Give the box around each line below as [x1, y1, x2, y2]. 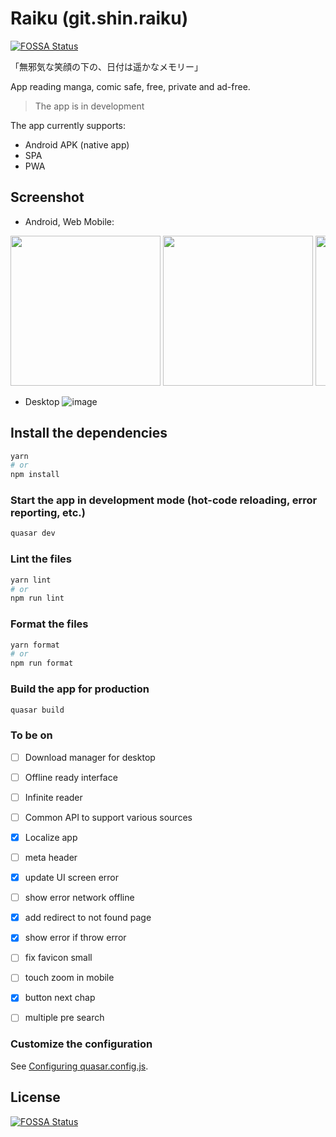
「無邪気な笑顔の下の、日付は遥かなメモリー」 [10, 60, 203, 72]
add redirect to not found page [24, 912, 152, 924]
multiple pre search [24, 1012, 105, 1024]
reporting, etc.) [10, 506, 86, 520]
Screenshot [10, 189, 85, 206]
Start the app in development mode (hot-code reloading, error [10, 493, 318, 507]
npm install [10, 470, 60, 480]
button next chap [24, 992, 96, 1004]
